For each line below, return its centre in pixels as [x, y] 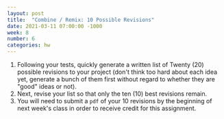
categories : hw [29, 45]
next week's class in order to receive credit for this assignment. [107, 108]
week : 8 [18, 32]
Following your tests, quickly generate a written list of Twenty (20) [110, 65]
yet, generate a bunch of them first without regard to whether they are [116, 79]
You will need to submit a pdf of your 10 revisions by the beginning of [114, 101]
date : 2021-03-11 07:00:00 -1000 [55, 26]
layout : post [26, 13]
